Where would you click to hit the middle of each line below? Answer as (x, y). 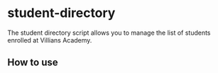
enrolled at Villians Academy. (50, 40)
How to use (33, 63)
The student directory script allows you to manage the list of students (109, 33)
